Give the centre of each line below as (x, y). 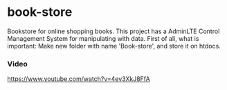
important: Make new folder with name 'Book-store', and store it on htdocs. (114, 46)
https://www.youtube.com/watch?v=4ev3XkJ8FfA (79, 79)
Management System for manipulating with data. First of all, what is (103, 38)
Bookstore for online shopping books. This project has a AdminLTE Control (113, 31)
